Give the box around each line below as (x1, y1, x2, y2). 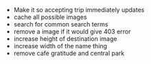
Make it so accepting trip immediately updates (13, 6, 145, 14)
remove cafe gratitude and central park (13, 49, 125, 57)
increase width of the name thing (13, 42, 108, 50)
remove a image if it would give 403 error (13, 27, 131, 35)
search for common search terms (13, 20, 108, 28)
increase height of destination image (13, 35, 117, 43)
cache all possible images (13, 13, 87, 21)
